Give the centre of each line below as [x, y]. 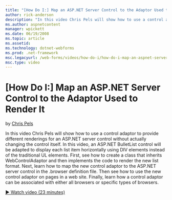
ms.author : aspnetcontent [33, 24]
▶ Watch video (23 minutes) [35, 192]
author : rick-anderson [29, 15]
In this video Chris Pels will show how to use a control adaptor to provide [82, 134]
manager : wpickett [25, 29]
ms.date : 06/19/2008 [27, 34]
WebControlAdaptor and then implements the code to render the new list [82, 161]
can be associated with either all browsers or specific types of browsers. [82, 183]
